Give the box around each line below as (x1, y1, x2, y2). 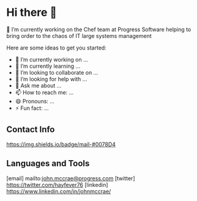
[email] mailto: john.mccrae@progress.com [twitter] (6, 174, 135, 182)
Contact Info (6, 125, 55, 135)
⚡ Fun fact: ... (15, 104, 49, 112)
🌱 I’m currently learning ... (15, 62, 81, 70)
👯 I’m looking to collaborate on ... (15, 68, 98, 76)
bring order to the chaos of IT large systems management (6, 32, 152, 39)
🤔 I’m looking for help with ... (15, 75, 87, 82)
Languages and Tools (6, 158, 90, 169)
